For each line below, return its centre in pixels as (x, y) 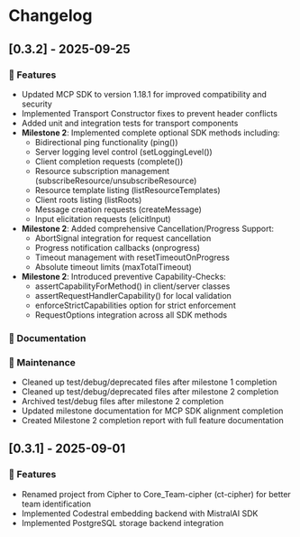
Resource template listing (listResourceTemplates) (128, 190)
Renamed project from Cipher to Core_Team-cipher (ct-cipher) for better (156, 494)
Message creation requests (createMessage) (118, 209)
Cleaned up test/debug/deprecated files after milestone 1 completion (149, 382)
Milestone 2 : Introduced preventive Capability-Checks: (123, 276)
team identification (56, 504)
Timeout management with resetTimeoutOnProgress (132, 257)
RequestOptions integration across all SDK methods (131, 315)
